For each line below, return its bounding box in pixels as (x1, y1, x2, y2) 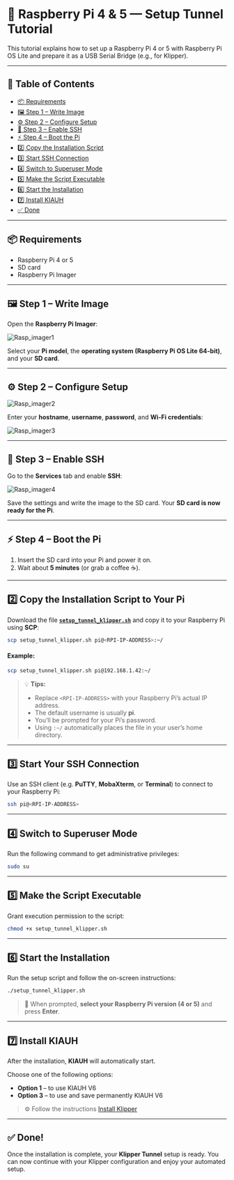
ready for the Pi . (7, 506, 54, 514)
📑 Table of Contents (7, 78, 95, 90)
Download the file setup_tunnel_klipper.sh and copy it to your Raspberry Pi (7, 616, 225, 624)
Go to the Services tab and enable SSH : (7, 472, 123, 480)
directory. (34, 731, 63, 739)
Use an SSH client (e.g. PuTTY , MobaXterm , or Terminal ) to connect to (7, 780, 214, 789)
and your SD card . (7, 355, 60, 363)
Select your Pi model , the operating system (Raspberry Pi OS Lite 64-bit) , (7, 347, 222, 355)
